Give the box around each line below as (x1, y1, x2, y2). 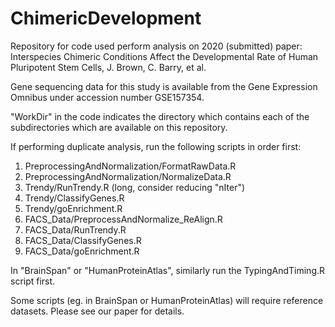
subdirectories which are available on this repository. (10, 121, 228, 133)
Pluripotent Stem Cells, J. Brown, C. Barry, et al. (10, 61, 207, 73)
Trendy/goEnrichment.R (24, 202, 123, 214)
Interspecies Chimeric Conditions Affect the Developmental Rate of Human (10, 50, 319, 62)
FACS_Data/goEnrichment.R (24, 245, 140, 257)
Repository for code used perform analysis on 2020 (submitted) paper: (10, 40, 303, 52)
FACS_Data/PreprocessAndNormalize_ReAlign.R (24, 213, 223, 225)
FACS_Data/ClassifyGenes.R (24, 234, 142, 246)
